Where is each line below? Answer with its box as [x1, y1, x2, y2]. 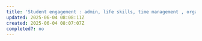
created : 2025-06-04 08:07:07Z [6, 20, 85, 26]
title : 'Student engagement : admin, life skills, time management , [6, 8, 185, 15]
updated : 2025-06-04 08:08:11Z [6, 14, 85, 20]
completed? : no [6, 25, 44, 32]
